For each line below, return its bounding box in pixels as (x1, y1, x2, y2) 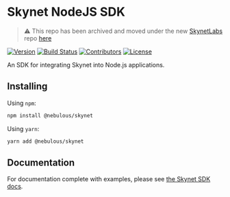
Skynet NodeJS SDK (7, 4, 125, 20)
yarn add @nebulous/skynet (7, 138, 84, 145)
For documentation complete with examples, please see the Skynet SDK (7, 175, 211, 183)
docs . (7, 183, 23, 191)
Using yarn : (7, 124, 40, 132)
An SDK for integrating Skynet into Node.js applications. (7, 60, 165, 69)
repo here (23, 34, 52, 42)
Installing (7, 80, 48, 93)
